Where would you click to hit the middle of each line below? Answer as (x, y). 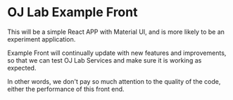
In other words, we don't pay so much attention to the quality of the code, (114, 81)
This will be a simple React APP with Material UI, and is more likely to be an (116, 32)
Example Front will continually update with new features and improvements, (117, 53)
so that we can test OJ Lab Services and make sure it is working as (105, 60)
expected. (22, 68)
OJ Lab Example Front (73, 12)
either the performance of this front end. (66, 89)
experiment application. (42, 39)
